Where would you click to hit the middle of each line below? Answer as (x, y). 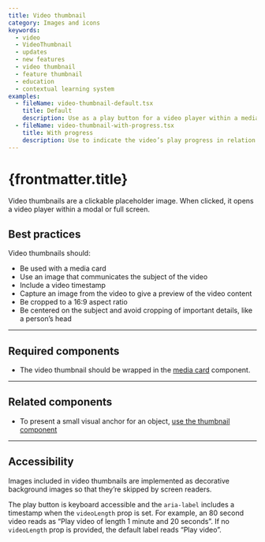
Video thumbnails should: (49, 253)
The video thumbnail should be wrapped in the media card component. (135, 370)
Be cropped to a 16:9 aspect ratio (73, 302)
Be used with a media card (63, 268)
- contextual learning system (65, 89)
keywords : (24, 30)
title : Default (47, 111)
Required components (64, 351)
